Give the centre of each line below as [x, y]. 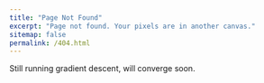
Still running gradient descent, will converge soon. [102, 69]
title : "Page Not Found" [56, 18]
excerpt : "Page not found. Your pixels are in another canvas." [132, 26]
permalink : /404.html [50, 43]
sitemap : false [38, 34]
